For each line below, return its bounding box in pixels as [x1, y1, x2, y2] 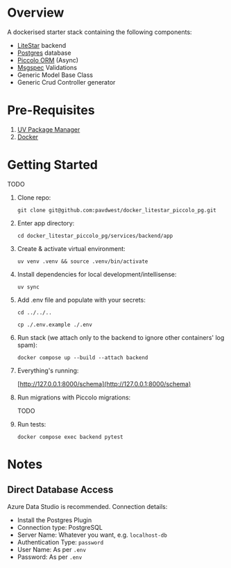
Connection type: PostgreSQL [17, 523, 103, 531]
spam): [17, 341, 38, 349]
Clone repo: [17, 193, 51, 202]
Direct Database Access [7, 484, 114, 496]
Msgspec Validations [17, 63, 78, 71]
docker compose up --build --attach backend [17, 354, 148, 361]
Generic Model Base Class [17, 71, 94, 79]
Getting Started [7, 157, 99, 173]
